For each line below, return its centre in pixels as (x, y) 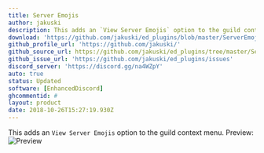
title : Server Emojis (44, 15)
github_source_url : (40, 52)
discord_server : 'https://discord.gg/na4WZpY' (86, 67)
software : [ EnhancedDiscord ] (56, 88)
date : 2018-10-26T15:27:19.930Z (61, 111)
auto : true (26, 74)
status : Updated (35, 81)
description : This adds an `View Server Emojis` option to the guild (125, 30)
